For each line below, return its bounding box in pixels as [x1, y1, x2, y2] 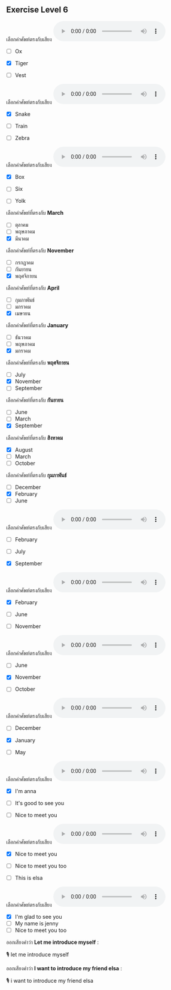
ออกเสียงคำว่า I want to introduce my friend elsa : [6, 965, 123, 972]
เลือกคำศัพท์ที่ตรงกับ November [6, 246, 74, 254]
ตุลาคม [14, 221, 29, 229]
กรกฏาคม [14, 258, 34, 266]
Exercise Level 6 [6, 5, 69, 15]
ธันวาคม [14, 333, 31, 340]
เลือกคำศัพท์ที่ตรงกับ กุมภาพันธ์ [6, 471, 67, 479]
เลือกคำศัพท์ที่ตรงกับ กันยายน [6, 397, 64, 404]
